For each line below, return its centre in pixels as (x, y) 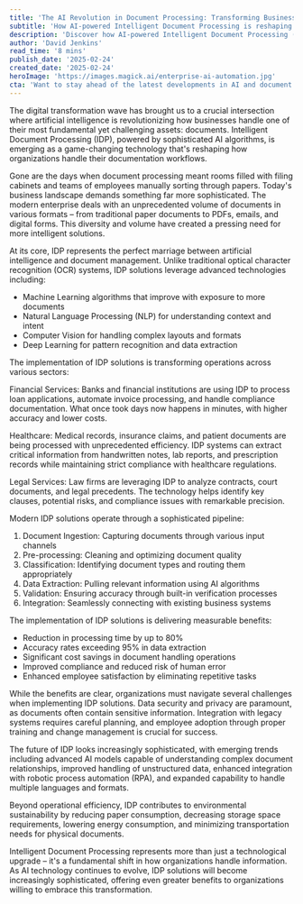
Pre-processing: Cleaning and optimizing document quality (132, 554)
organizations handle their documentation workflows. (108, 158)
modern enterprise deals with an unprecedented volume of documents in (145, 205)
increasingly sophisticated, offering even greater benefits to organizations (147, 880)
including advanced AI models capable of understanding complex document (151, 759)
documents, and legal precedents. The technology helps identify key (137, 491)
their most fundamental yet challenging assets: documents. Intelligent (139, 129)
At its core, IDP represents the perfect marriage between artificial (131, 251)
